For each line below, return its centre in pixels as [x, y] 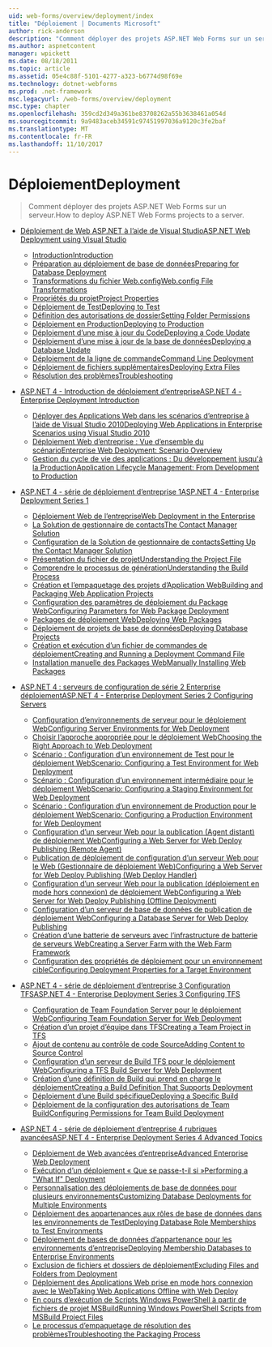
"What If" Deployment [69, 1179]
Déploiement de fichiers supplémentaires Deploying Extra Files [136, 367]
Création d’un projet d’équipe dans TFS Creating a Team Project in [141, 1027]
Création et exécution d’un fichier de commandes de [120, 646]
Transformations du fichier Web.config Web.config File [123, 281]
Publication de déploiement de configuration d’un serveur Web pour [145, 858]
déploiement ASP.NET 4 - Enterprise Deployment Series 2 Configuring [136, 696]
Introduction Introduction [72, 255]
